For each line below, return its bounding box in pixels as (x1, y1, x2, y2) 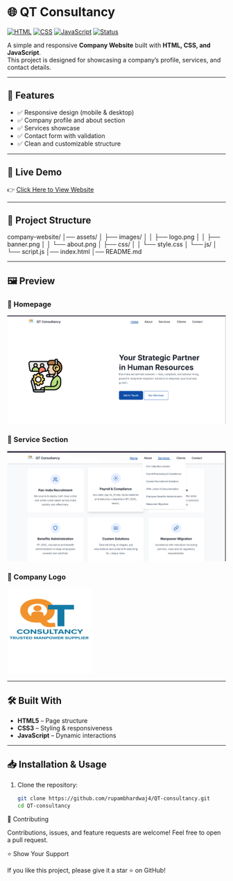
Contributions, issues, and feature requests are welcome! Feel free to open (7, 828, 221, 837)
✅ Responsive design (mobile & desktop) (17, 108, 135, 117)
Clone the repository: (17, 780, 78, 789)
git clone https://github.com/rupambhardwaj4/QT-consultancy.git (17, 795, 210, 802)
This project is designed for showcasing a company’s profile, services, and (7, 55, 221, 64)
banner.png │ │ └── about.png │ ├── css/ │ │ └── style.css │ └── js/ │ (7, 240, 217, 248)
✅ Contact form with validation (17, 131, 105, 139)
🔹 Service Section (7, 435, 69, 445)
